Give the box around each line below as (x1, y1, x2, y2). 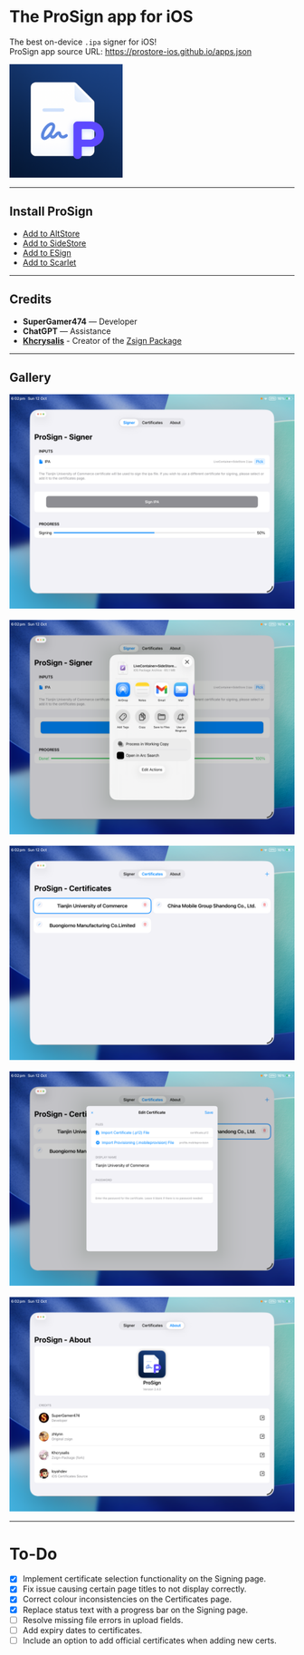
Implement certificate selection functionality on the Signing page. (22, 1573, 267, 1584)
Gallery (9, 369, 52, 385)
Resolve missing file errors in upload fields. (22, 1614, 184, 1625)
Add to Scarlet (22, 257, 77, 268)
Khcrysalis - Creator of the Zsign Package (22, 335, 183, 346)
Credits (9, 292, 52, 308)
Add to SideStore (22, 238, 87, 249)
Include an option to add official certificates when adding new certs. (22, 1635, 278, 1646)
